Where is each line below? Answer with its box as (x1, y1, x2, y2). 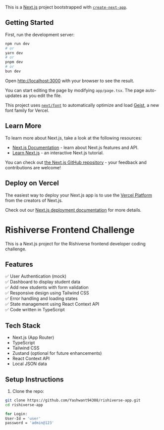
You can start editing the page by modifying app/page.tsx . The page (5, 87, 145, 93)
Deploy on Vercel (5, 179, 59, 188)
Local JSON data (12, 361, 47, 367)
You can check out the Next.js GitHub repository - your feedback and (5, 159, 147, 165)
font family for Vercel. (5, 107, 50, 113)
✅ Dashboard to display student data (5, 279, 81, 285)
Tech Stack (5, 321, 41, 330)
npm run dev (5, 41, 30, 46)
